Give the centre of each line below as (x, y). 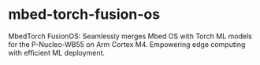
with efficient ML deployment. (56, 52)
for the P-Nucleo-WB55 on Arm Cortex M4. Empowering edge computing (127, 44)
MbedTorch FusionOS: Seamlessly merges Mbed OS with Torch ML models (130, 36)
